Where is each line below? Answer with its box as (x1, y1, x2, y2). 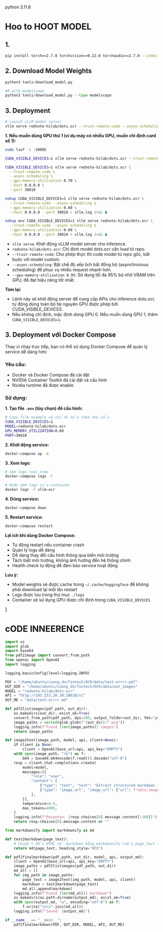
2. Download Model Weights (5, 67, 92, 75)
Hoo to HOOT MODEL (5, 21, 92, 32)
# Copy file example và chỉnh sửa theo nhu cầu (5, 415, 110, 420)
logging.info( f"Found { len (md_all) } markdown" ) (14, 891, 112, 896)
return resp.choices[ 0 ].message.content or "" (14, 819, 110, 824)
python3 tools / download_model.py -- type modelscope (5, 93, 112, 98)
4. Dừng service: (5, 496, 40, 502)
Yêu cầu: (5, 361, 26, 368)
